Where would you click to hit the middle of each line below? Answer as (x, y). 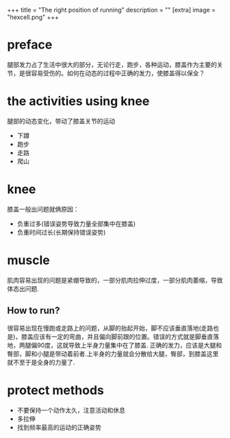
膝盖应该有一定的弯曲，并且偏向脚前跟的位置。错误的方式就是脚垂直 (117, 336)
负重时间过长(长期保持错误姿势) (61, 232)
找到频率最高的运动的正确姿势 (59, 427)
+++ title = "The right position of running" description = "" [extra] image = (111, 10)
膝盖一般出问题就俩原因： (43, 209)
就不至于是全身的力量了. (41, 362)
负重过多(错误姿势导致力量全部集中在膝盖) (76, 223)
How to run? (34, 311)
